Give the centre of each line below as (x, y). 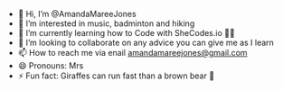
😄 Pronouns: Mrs (51, 66)
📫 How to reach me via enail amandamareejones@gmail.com (132, 53)
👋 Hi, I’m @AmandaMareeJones (77, 14)
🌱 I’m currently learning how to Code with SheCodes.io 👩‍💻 (126, 33)
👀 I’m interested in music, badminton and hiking (106, 23)
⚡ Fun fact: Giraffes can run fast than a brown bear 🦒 (116, 76)
